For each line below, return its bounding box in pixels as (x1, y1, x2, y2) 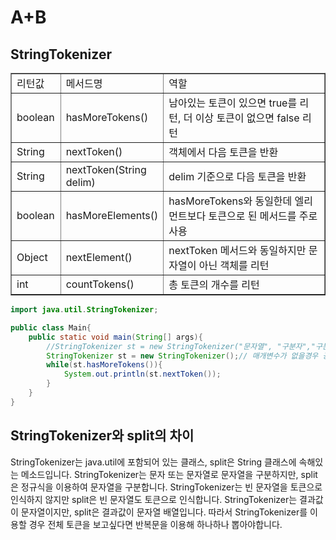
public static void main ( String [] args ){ (28, 332, 203, 342)
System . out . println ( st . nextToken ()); (63, 369, 222, 380)
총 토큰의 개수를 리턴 (168, 278, 260, 291)
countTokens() (65, 277, 135, 291)
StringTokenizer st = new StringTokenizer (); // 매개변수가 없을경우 (46, 351, 319, 361)
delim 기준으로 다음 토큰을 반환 (168, 170, 307, 183)
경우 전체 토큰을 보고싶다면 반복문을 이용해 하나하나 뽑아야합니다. (28, 518, 283, 530)
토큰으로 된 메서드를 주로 (208, 209, 318, 223)
